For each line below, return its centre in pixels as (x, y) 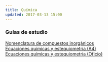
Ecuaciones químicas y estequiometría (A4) (51, 48)
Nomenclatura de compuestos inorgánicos (50, 43)
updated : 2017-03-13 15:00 (34, 15)
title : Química (21, 10)
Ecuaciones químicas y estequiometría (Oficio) (54, 54)
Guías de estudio (27, 32)
